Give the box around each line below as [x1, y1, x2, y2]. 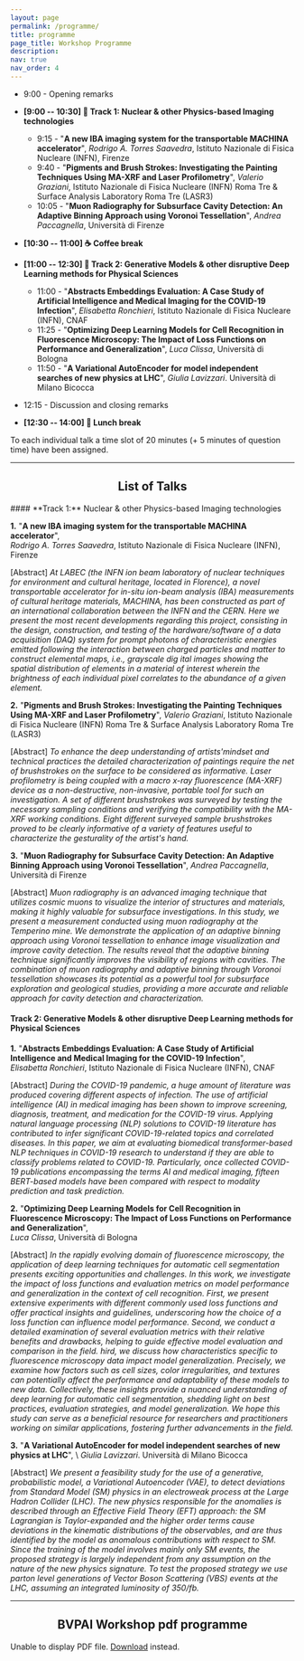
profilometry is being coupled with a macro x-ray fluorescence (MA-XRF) [10, 774, 282, 785]
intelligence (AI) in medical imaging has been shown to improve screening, [10, 1098, 288, 1109]
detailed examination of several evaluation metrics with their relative [10, 1326, 265, 1337]
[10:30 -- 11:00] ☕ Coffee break [23, 237, 143, 249]
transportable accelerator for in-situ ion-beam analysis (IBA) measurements [10, 585, 295, 597]
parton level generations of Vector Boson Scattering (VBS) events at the [10, 1572, 279, 1583]
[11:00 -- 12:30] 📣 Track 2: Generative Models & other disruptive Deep [23, 259, 290, 270]
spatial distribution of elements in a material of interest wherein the [10, 662, 261, 674]
